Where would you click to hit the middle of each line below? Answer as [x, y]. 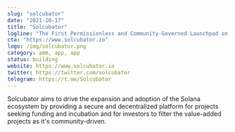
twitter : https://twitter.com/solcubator [69, 72]
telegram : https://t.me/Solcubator [59, 79]
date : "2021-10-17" [36, 20]
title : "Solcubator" [38, 27]
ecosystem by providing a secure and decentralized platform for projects [113, 107]
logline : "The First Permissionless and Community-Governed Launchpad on [118, 33]
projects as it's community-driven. [57, 121]
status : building [33, 60]
